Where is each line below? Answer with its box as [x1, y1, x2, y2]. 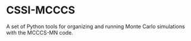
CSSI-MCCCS [6, 4, 76, 17]
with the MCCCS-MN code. [6, 29, 73, 36]
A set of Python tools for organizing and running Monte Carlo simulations [6, 23, 186, 30]
